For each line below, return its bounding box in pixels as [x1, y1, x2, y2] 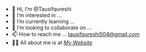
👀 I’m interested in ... [11, 12, 62, 19]
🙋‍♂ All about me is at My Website [11, 39, 93, 46]
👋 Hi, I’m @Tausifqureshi [11, 6, 72, 12]
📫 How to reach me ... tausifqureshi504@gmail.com [11, 31, 140, 37]
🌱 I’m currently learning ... [11, 18, 75, 25]
